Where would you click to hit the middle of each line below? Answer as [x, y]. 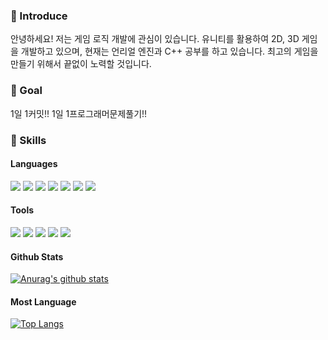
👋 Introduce [39, 16]
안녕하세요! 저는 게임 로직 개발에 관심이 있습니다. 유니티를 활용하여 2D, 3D [155, 39]
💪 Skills [28, 140]
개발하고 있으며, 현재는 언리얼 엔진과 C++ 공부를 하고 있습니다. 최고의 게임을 [169, 51]
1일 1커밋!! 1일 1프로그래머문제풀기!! [79, 113]
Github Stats [37, 256]
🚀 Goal [26, 91]
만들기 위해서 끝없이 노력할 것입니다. [81, 64]
